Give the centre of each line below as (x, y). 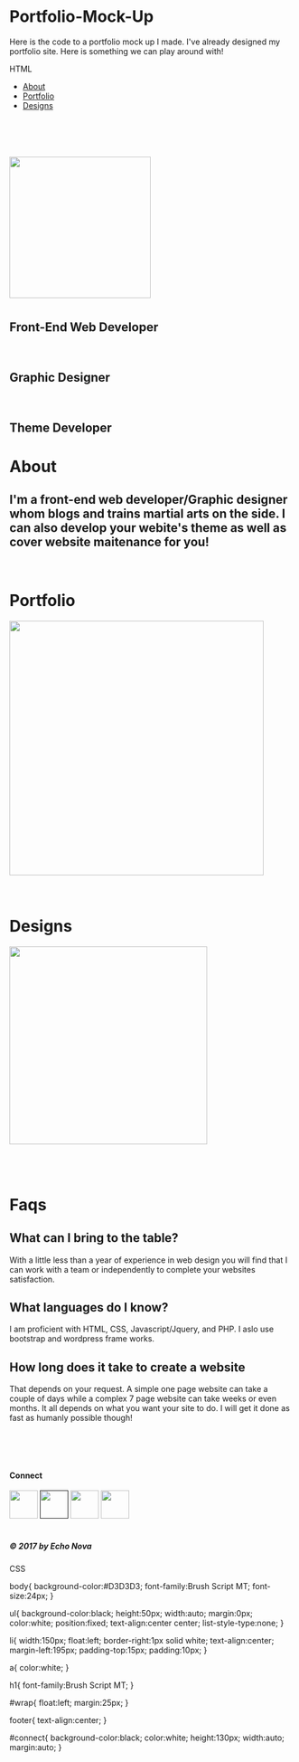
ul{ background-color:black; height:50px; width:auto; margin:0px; (131, 1614)
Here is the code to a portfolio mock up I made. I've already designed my (145, 42)
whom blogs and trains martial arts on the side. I (148, 514)
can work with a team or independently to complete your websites (132, 1269)
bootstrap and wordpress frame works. (82, 1339)
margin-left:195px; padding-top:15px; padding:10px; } (108, 1650)
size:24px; (28, 1596)
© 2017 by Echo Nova (51, 1546)
